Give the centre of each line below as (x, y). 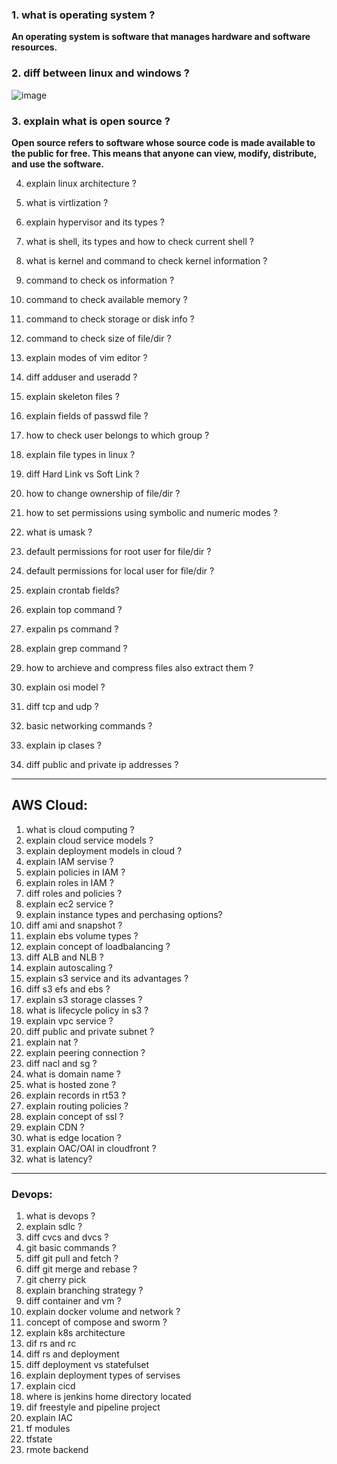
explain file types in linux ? (80, 454)
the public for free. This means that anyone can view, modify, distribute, (164, 153)
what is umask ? (59, 532)
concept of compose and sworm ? (96, 1322)
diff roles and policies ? (74, 893)
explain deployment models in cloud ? (104, 850)
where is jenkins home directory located (108, 1396)
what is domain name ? (73, 1074)
